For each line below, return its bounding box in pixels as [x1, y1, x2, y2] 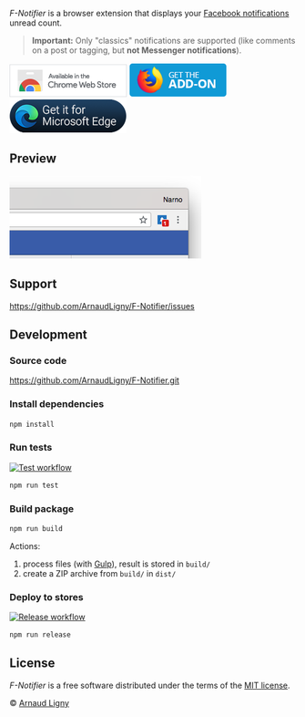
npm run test [9, 481, 59, 490]
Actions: [9, 540, 41, 551]
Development [9, 327, 88, 343]
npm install [9, 420, 55, 429]
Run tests [9, 442, 53, 454]
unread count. [9, 17, 62, 28]
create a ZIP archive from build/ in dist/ [22, 567, 177, 578]
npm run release [9, 630, 71, 639]
